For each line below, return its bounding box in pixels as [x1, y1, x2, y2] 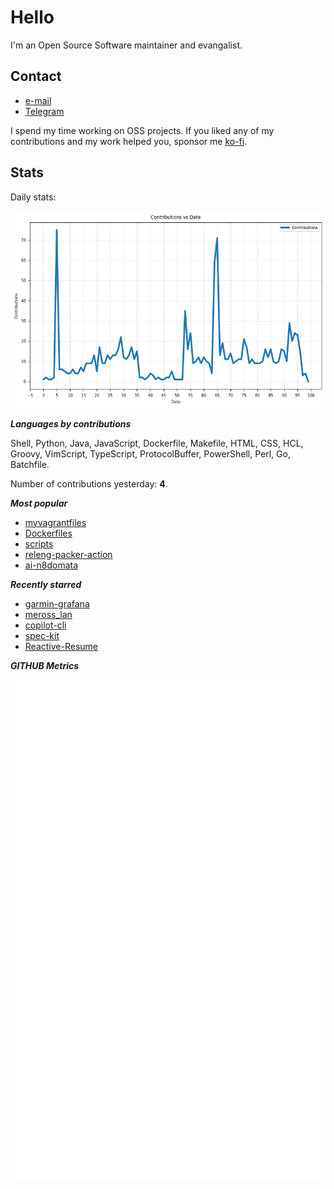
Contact [10, 68, 62, 85]
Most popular [10, 497, 68, 509]
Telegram [24, 105, 65, 117]
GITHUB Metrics [10, 659, 80, 671]
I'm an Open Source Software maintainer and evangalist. [10, 39, 243, 51]
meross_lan [24, 608, 73, 620]
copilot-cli [24, 619, 67, 631]
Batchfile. [10, 458, 50, 470]
